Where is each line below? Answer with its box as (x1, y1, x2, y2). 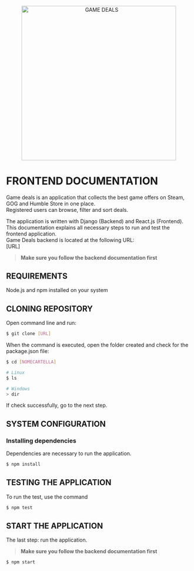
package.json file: (6, 348, 49, 355)
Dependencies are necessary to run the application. (6, 450, 132, 457)
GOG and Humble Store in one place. (6, 200, 96, 207)
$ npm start (6, 559, 35, 565)
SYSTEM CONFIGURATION (6, 419, 106, 429)
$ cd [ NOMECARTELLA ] (6, 359, 57, 365)
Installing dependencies (6, 436, 76, 444)
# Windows (6, 386, 31, 391)
